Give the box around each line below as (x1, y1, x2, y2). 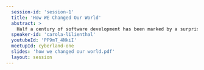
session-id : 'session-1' (11, 9, 74, 15)
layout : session (11, 54, 52, 60)
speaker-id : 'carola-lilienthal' (11, 32, 96, 38)
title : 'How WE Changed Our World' (11, 15, 102, 21)
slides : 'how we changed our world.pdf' (11, 49, 115, 55)
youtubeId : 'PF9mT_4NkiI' (11, 37, 77, 43)
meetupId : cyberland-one (11, 43, 74, 49)
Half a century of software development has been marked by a (16, 26, 178, 32)
